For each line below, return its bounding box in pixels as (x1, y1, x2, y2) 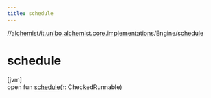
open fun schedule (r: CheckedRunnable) (7, 83, 122, 91)
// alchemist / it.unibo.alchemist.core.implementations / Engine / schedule (7, 29, 204, 37)
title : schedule (7, 10, 54, 17)
